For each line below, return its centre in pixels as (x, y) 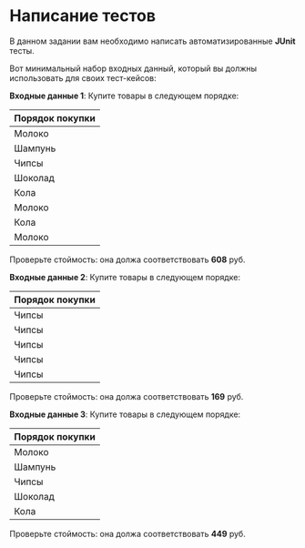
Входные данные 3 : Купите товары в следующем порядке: (125, 414)
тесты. (22, 50)
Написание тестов (83, 16)
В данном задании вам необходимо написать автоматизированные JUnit (152, 41)
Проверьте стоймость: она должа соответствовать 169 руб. (127, 396)
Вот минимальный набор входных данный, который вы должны (133, 68)
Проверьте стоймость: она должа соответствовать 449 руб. (127, 533)
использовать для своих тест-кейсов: (83, 77)
